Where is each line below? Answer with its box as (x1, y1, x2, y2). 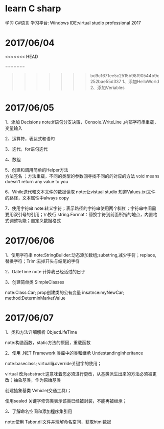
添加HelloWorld (128, 78, 159, 84)
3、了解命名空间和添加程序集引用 (5, 408, 72, 414)
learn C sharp (5, 3, 61, 14)
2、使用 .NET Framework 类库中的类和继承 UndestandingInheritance (5, 350, 143, 356)
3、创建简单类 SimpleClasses (5, 279, 65, 285)
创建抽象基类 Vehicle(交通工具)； (5, 387, 72, 393)
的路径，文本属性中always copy (5, 195, 70, 200)
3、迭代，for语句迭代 (5, 146, 48, 152)
